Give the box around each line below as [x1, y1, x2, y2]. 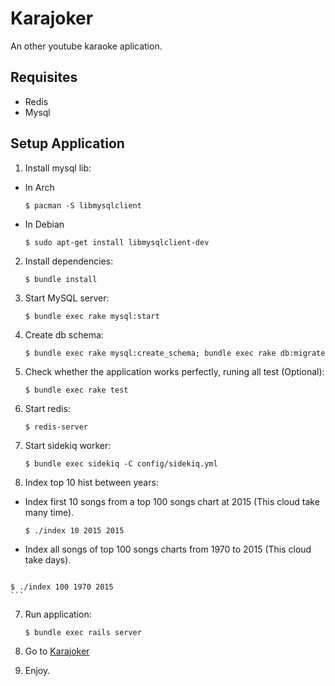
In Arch [24, 181, 55, 193]
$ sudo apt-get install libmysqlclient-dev [24, 237, 210, 247]
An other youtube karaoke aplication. [10, 40, 163, 52]
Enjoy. [24, 664, 51, 676]
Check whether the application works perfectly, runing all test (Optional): [24, 365, 325, 377]
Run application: [24, 608, 92, 620]
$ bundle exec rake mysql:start [24, 311, 160, 321]
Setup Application [10, 135, 125, 152]
